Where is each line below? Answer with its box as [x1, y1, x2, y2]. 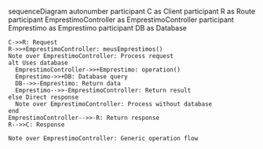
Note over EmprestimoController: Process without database [15, 100, 213, 108]
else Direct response [8, 93, 79, 101]
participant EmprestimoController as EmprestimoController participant [8, 15, 234, 24]
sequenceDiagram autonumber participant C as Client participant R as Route [8, 7, 256, 16]
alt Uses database [8, 59, 68, 67]
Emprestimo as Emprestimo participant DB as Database [8, 24, 187, 32]
